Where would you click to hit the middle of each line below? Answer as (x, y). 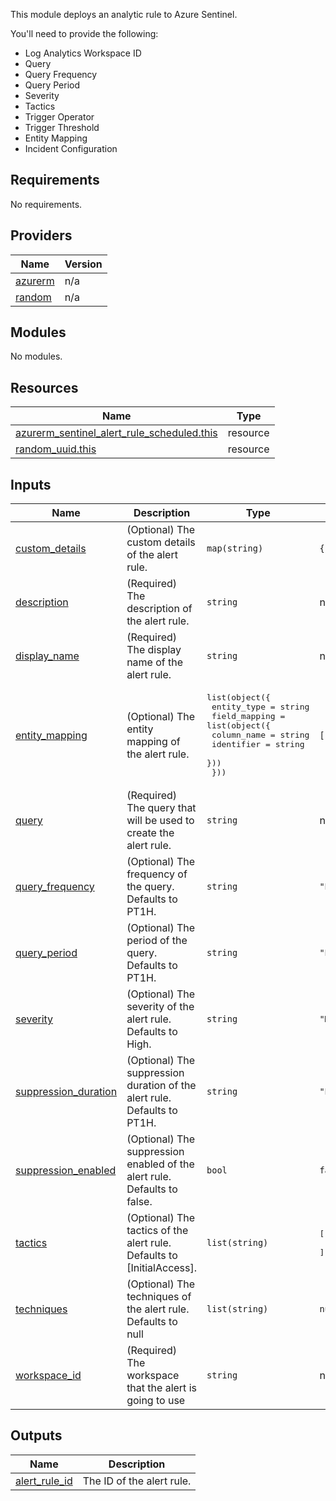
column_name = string (260, 735)
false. (139, 1202)
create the (150, 833)
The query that (161, 808)
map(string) (235, 548)
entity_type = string (260, 707)
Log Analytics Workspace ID (83, 53)
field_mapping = (248, 716)
